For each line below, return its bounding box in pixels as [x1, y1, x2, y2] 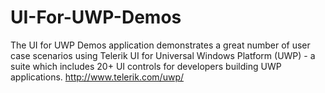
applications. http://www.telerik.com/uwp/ [10, 71, 185, 83]
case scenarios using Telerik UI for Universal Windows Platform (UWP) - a [10, 49, 316, 61]
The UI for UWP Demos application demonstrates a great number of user [10, 39, 311, 51]
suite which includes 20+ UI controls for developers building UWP [10, 60, 282, 72]
